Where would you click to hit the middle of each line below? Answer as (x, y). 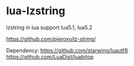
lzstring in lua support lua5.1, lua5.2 (49, 27)
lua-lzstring (36, 11)
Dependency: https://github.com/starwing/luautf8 (67, 50)
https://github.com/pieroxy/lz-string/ (51, 39)
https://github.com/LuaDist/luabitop (50, 56)
